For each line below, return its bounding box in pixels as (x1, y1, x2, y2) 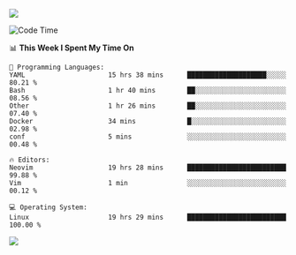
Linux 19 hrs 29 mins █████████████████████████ (9, 213, 287, 221)
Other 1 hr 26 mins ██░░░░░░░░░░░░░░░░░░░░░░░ (9, 101, 287, 110)
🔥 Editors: (9, 155, 50, 164)
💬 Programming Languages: (9, 63, 104, 71)
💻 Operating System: (9, 203, 88, 212)
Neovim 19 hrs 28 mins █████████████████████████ (9, 163, 287, 172)
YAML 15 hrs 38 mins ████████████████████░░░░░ (9, 71, 287, 79)
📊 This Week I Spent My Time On (9, 42, 134, 53)
